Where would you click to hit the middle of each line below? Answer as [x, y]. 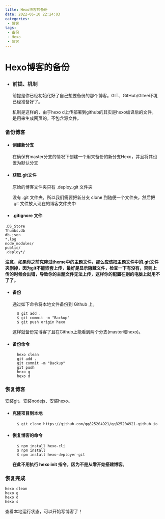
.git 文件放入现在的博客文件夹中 [44, 203]
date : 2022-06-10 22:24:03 [33, 14]
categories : [17, 19]
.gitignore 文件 [27, 216]
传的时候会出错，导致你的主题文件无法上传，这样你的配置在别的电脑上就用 [80, 274]
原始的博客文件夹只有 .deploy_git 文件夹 [52, 187]
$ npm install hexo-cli [41, 446]
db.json [13, 235]
